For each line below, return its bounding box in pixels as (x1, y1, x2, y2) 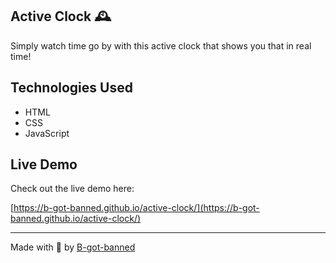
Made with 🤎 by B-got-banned (10, 241, 136, 253)
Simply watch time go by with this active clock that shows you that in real (10, 39, 312, 52)
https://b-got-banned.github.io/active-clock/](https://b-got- (13, 202, 260, 214)
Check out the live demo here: (10, 183, 135, 195)
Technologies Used (10, 79, 133, 97)
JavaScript (24, 127, 70, 139)
